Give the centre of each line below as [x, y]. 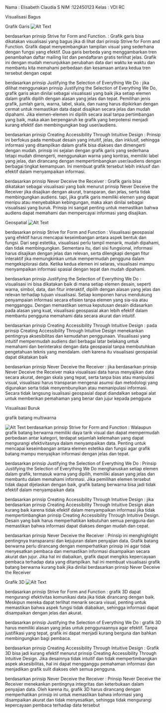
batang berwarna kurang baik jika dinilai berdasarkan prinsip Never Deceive [83, 567]
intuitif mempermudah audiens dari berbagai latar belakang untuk [72, 341]
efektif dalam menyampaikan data [40, 490]
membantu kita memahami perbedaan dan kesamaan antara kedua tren [78, 68]
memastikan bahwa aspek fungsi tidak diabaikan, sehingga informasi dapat [82, 608]
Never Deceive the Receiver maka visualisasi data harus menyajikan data [80, 372]
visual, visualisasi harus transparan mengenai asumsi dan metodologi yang [82, 383]
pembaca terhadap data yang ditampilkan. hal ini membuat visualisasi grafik [83, 562]
